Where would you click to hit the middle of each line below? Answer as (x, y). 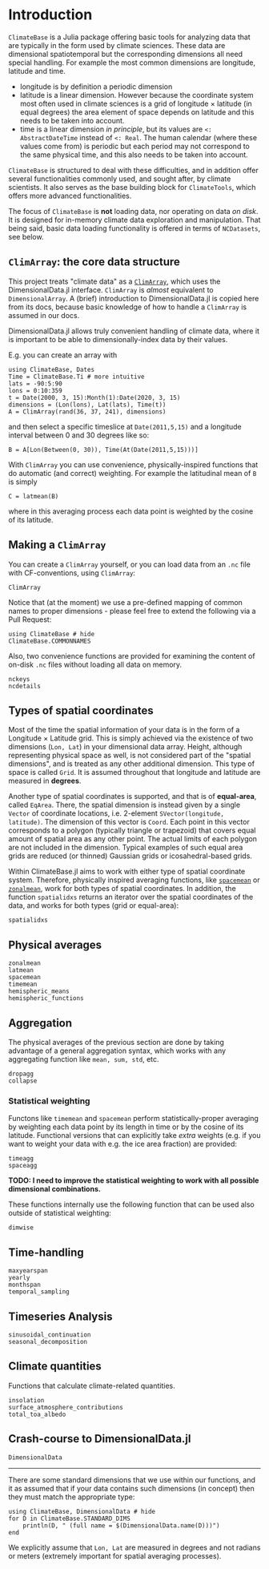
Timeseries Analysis (60, 1316)
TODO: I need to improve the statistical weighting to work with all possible (134, 1180)
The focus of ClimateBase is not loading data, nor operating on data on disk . (133, 211)
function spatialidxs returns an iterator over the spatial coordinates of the (131, 897)
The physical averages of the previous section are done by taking (116, 1042)
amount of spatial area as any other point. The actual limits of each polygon (133, 839)
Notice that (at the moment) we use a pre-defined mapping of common (125, 602)
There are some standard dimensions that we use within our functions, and (132, 1479)
